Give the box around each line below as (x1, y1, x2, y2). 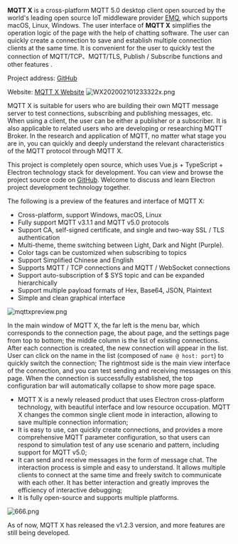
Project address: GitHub (7, 74, 78, 82)
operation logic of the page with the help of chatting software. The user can (7, 28, 229, 37)
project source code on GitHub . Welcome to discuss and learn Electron (7, 175, 215, 184)
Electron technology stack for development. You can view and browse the (7, 168, 224, 176)
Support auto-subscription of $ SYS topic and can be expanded (17, 271, 205, 279)
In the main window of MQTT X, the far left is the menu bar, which (7, 321, 200, 330)
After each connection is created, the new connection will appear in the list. (7, 344, 229, 352)
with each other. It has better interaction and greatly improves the (17, 479, 210, 486)
